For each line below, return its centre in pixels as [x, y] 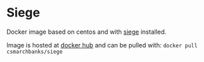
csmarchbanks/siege [35, 52]
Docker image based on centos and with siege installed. [87, 32]
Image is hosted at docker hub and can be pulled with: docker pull [102, 45]
